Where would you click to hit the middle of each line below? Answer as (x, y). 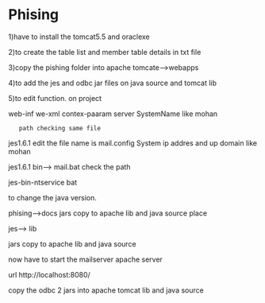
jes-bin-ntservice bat (43, 182)
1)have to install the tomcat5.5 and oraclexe (79, 37)
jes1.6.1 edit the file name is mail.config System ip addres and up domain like (133, 143)
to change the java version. (52, 197)
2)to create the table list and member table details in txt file (105, 52)
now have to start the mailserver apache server (85, 259)
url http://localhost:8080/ (50, 274)
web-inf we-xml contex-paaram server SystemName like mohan (113, 114)
